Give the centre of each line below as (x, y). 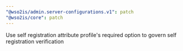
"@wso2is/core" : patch (34, 18)
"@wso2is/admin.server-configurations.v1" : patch (70, 12)
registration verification (35, 41)
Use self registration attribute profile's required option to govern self (91, 35)
